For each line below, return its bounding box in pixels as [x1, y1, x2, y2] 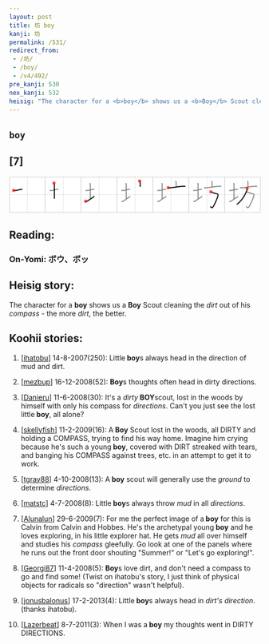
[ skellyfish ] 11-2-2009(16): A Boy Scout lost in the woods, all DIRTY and [20, 424, 256, 435]
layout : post [9, 13, 53, 21]
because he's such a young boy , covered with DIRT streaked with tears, [20, 442, 258, 451]
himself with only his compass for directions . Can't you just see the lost [20, 400, 256, 411]
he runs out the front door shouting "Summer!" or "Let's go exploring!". [20, 547, 255, 557]
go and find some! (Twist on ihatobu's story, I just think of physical [20, 571, 239, 581]
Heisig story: [9, 279, 75, 292]
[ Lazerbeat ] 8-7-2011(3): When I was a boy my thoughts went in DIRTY [20, 619, 254, 629]
